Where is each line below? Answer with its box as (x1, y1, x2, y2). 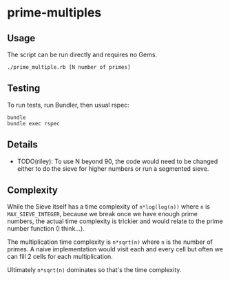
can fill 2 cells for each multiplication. (7, 253, 114, 261)
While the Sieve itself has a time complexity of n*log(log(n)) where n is (7, 202, 210, 211)
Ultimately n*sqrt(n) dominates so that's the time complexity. (7, 266, 182, 274)
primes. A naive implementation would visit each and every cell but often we (7, 245, 224, 253)
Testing (7, 83, 41, 94)
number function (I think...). (7, 225, 85, 233)
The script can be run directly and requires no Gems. (7, 50, 157, 59)
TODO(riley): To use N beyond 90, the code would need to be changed (17, 157, 218, 165)
